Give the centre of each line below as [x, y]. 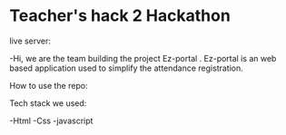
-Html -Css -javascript [51, 121]
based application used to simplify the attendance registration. [126, 68]
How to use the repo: [49, 85]
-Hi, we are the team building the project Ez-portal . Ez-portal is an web [143, 58]
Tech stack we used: [48, 103]
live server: [30, 41]
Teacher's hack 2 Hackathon [120, 16]
